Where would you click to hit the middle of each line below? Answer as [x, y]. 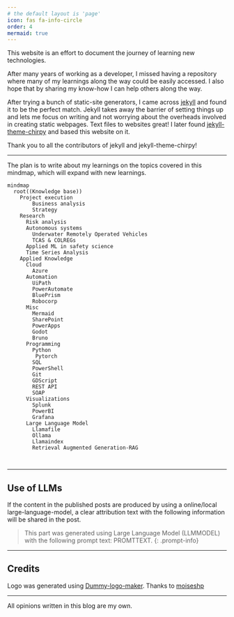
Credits [24, 569]
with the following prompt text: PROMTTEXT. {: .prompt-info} [111, 540]
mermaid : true [28, 33]
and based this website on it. [89, 132]
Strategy [45, 210]
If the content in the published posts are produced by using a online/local [112, 505]
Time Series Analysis [57, 253]
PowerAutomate [53, 289]
